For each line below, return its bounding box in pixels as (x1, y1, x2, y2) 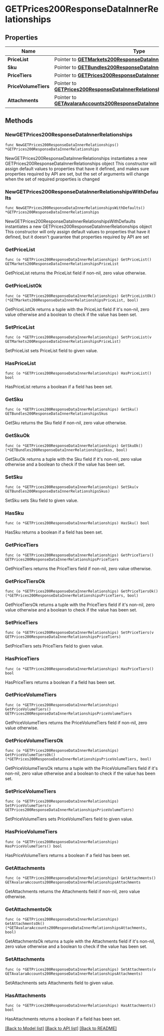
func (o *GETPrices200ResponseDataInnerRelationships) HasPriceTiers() (5, 666, 154, 671)
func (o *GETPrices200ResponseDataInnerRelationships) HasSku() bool (5, 521, 150, 526)
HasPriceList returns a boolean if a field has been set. (5, 384, 113, 390)
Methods (5, 116, 33, 125)
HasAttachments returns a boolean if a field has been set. (5, 1016, 121, 1022)
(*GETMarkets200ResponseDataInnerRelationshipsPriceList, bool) (5, 297, 139, 303)
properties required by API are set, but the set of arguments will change (5, 171, 149, 177)
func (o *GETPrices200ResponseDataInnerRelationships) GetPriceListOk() (5, 293, 156, 298)
